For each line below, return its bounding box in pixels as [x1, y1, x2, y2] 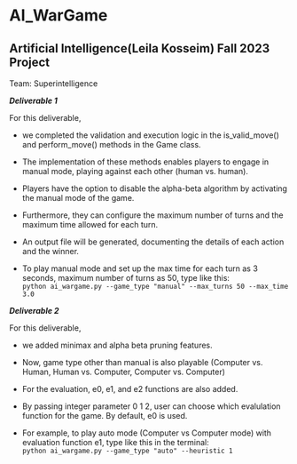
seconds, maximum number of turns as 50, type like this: [21, 273, 231, 283]
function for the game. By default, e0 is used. [21, 411, 188, 420]
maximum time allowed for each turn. [21, 220, 159, 229]
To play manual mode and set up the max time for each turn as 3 [21, 263, 259, 274]
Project [9, 54, 51, 69]
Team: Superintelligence [9, 78, 98, 89]
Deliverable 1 [9, 95, 58, 106]
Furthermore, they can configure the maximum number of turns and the [21, 210, 284, 220]
